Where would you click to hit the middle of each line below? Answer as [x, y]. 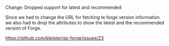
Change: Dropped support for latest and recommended [64, 7]
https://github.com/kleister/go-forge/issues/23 [55, 38]
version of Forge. [23, 28]
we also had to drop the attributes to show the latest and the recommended [85, 23]
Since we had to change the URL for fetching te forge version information [82, 17]
